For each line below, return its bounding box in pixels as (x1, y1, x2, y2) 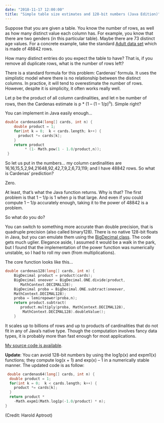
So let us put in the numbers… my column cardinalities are (5, 160, 122, 166)
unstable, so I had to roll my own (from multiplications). (5, 250, 116, 256)
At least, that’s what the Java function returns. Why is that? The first (5, 190, 142, 195)
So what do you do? (5, 214, 45, 220)
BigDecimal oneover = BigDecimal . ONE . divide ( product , (14, 277, 125, 283)
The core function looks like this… (5, 259, 73, 265)
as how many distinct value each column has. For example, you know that (5, 30, 153, 36)
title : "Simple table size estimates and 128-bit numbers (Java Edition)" (5, 12, 161, 17)
